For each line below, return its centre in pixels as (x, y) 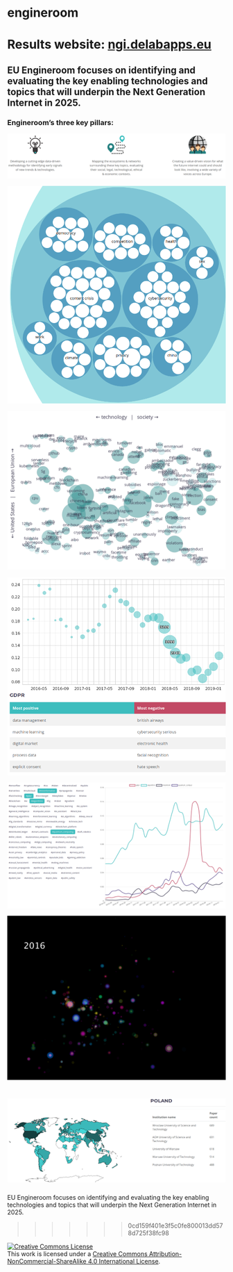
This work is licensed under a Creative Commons (77, 1254)
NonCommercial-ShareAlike (47, 1262)
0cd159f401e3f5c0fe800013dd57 (175, 1226)
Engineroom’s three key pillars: (61, 122)
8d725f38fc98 (149, 1233)
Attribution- (165, 1254)
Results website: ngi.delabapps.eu (109, 45)
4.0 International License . (124, 1262)
